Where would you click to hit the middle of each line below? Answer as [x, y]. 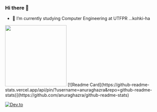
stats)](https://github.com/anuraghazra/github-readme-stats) [67, 95]
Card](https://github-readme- [120, 85]
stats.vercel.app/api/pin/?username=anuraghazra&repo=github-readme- [78, 90]
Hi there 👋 [17, 8]
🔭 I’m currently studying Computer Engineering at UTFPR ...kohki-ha [81, 19]
